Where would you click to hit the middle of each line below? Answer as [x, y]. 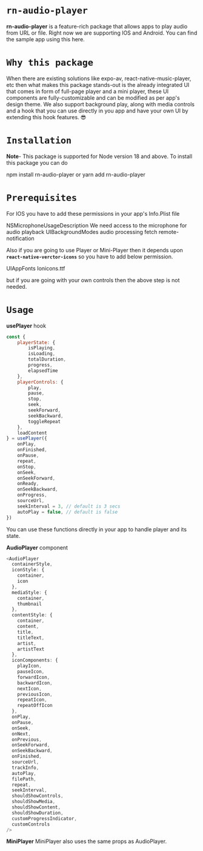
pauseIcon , [31, 672]
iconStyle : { [28, 570]
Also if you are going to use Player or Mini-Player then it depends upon [95, 250]
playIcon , [30, 666]
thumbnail [30, 604]
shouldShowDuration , [38, 813]
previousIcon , [35, 694]
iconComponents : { [35, 660]
